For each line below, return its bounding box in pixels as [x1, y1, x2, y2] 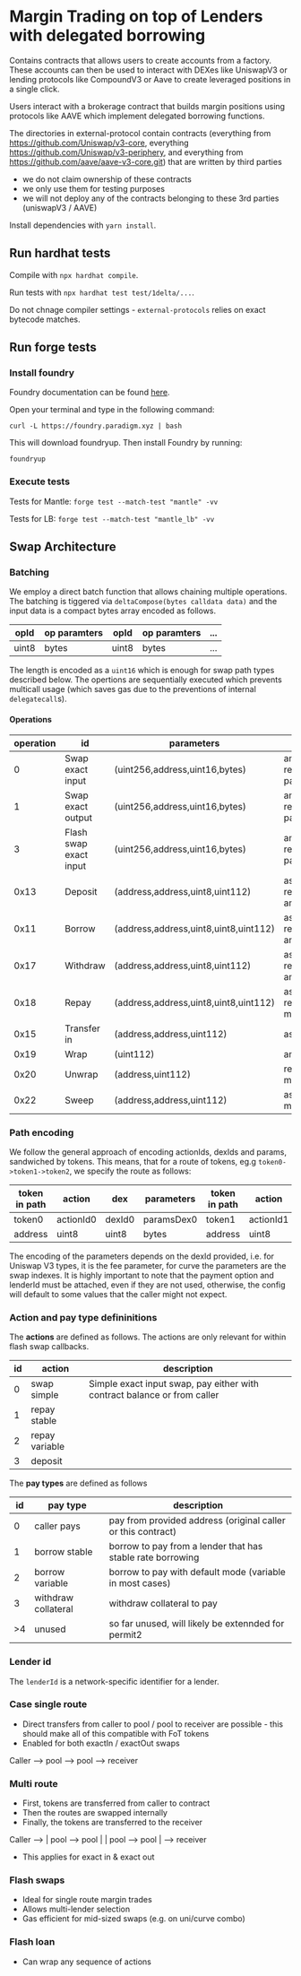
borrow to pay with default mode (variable [108, 1566, 287, 1579]
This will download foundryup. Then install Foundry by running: [9, 438, 243, 448]
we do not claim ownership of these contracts [21, 173, 193, 185]
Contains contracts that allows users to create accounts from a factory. [9, 55, 271, 65]
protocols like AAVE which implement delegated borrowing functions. [9, 110, 266, 121]
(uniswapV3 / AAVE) [21, 202, 98, 212]
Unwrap [64, 1068, 99, 1080]
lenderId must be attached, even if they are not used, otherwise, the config [9, 1279, 286, 1290]
